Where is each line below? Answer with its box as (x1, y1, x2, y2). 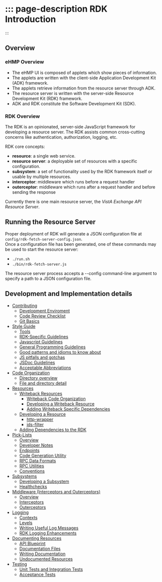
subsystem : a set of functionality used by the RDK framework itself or (12, 168, 153, 174)
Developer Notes (19, 442, 53, 448)
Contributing (12, 303, 37, 309)
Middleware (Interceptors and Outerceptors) (12, 489, 101, 494)
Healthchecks (19, 483, 48, 490)
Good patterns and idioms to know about (19, 349, 101, 355)
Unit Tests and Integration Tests (19, 566, 83, 572)
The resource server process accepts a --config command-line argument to (5, 270, 157, 276)
